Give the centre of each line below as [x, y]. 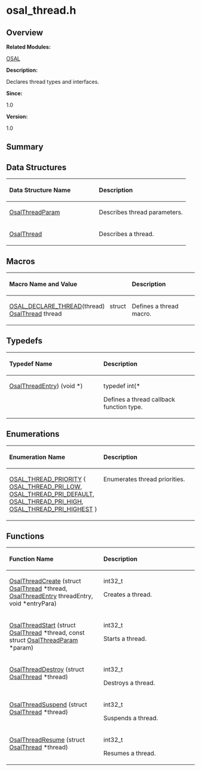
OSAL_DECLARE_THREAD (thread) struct [68, 306]
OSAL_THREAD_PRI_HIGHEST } [53, 509]
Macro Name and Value [43, 284]
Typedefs [25, 341]
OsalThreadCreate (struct [45, 581]
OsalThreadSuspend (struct [48, 705]
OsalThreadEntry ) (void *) [46, 386]
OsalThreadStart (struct [42, 625]
